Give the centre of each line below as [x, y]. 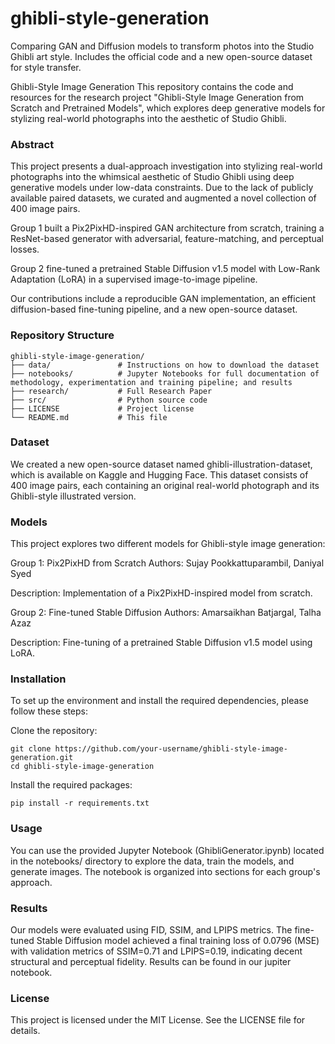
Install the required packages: [71, 785]
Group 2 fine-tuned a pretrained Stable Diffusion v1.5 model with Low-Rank [165, 269]
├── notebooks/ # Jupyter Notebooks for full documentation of [165, 373]
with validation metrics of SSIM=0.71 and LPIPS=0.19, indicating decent [156, 951]
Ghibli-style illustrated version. [73, 496]
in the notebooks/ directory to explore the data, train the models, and [152, 861]
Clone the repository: [54, 731]
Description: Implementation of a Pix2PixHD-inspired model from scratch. [161, 593]
